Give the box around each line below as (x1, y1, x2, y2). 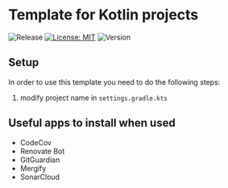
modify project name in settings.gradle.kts (19, 93, 168, 102)
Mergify (19, 163, 47, 173)
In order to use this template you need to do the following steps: (8, 77, 221, 86)
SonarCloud (19, 172, 60, 182)
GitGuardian (19, 155, 60, 165)
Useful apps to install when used (8, 116, 176, 130)
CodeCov (19, 137, 52, 147)
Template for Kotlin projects (8, 6, 199, 24)
